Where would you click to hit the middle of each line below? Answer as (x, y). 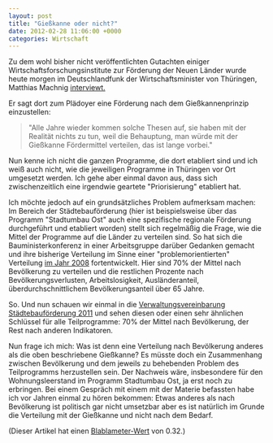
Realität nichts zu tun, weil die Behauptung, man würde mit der (133, 137)
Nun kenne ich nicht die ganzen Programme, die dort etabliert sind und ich (133, 161)
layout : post (30, 16)
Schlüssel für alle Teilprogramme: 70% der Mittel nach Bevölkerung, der (129, 322)
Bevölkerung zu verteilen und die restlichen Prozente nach (106, 271)
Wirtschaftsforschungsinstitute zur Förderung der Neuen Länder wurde (128, 71)
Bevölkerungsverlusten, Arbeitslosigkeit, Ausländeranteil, (104, 280)
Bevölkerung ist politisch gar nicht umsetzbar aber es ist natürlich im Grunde (136, 406)
